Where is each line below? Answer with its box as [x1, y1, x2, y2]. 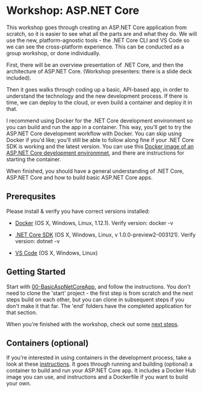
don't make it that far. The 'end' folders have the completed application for [6, 302, 192, 309]
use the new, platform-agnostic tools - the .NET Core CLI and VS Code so [6, 36, 190, 44]
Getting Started [6, 267, 66, 277]
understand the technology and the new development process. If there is [6, 92, 188, 99]
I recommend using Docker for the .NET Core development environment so [6, 116, 193, 124]
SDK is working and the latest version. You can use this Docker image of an [6, 143, 194, 150]
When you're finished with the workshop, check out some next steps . [6, 320, 180, 327]
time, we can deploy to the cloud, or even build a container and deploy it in [6, 98, 192, 106]
